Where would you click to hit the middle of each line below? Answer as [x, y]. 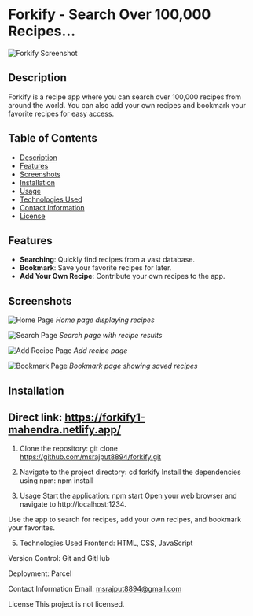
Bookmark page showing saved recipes [134, 366]
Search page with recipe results [110, 336]
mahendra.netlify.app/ [65, 430]
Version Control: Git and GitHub [59, 558]
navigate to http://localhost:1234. [73, 504]
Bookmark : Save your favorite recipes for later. [95, 268]
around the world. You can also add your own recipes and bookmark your [127, 105]
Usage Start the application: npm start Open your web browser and [128, 496]
